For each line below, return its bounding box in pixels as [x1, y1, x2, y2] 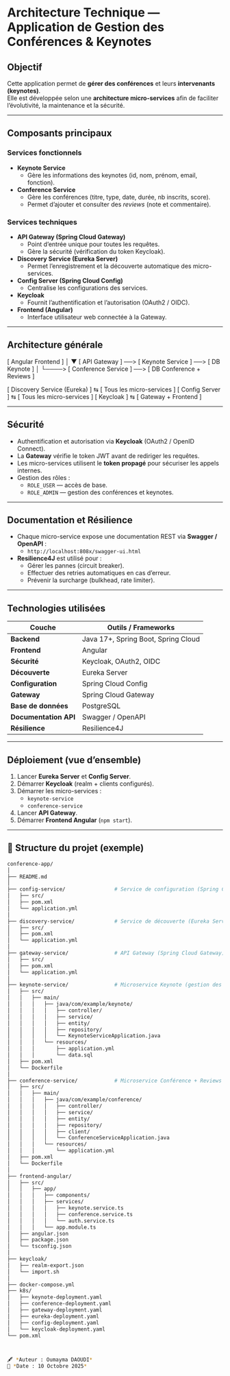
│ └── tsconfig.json [7, 1243, 72, 1250]
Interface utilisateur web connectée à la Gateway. [27, 313, 167, 321]
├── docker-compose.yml [7, 1281, 75, 1288]
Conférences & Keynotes [7, 34, 152, 49]
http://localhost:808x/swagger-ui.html [27, 548, 142, 555]
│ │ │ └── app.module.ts [7, 1224, 97, 1231]
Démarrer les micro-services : [16, 787, 102, 795]
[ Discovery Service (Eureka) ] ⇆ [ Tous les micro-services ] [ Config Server [7, 385, 221, 394]
